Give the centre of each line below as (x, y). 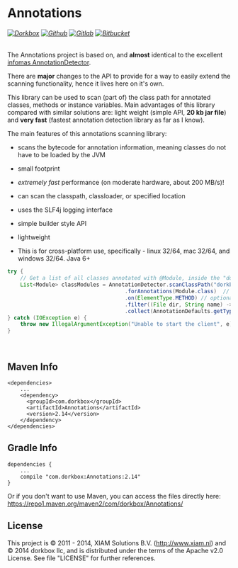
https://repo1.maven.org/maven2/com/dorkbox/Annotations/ (95, 504)
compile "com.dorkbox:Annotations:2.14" (80, 477)
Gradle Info (33, 448)
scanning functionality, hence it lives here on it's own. (86, 84)
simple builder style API (52, 224)
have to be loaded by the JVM (62, 155)
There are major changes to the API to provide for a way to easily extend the (119, 76)
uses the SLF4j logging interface (65, 210)
